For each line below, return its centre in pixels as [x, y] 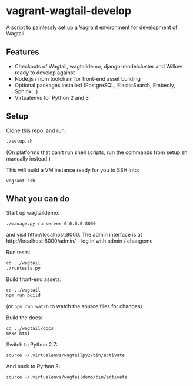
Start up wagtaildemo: [33, 213]
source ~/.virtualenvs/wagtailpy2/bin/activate [66, 355]
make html [18, 334]
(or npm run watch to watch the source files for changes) [74, 306]
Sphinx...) [26, 91]
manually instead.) [29, 158]
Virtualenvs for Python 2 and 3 [52, 97]
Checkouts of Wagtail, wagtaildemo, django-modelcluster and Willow [98, 66]
